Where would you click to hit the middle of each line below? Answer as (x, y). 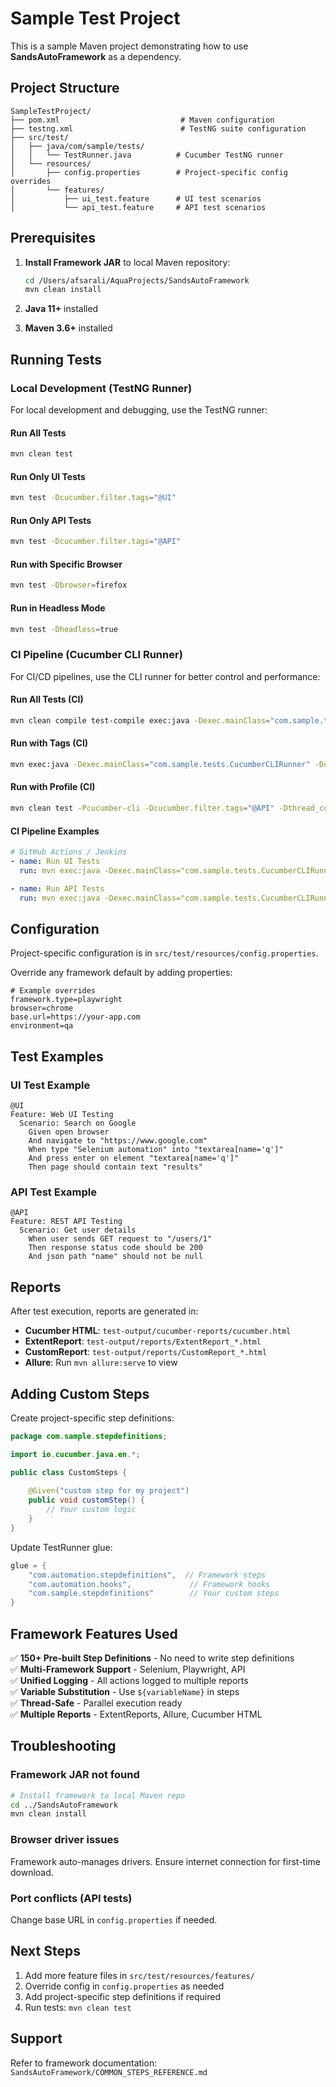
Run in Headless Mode (58, 608)
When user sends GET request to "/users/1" (120, 1239)
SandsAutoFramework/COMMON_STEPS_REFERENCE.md (109, 2072)
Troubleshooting (63, 1746)
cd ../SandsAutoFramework (64, 1805)
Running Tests (56, 359)
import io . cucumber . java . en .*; (75, 1454)
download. (32, 1872)
